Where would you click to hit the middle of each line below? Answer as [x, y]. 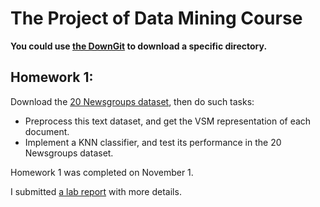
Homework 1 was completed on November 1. [102, 172]
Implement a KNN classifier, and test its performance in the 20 [153, 142]
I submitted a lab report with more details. [96, 191]
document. [47, 131]
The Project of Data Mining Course [156, 18]
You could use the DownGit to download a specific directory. [139, 46]
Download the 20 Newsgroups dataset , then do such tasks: [132, 101]
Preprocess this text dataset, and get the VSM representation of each [168, 121]
